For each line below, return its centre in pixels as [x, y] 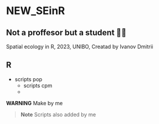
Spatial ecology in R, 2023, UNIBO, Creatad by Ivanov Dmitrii [79, 46]
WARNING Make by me [34, 103]
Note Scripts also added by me [58, 114]
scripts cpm [38, 85]
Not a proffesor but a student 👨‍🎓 [66, 33]
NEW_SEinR [36, 11]
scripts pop [28, 79]
